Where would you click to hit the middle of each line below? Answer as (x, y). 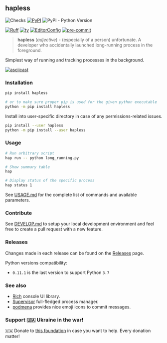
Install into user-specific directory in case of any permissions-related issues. (84, 116)
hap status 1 (19, 185)
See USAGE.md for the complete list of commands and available (71, 195)
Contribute (19, 213)
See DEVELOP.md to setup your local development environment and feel (80, 224)
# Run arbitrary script (30, 153)
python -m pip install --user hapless (45, 130)
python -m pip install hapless (38, 106)
